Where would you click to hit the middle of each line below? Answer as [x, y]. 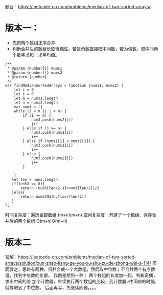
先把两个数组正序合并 [34, 42]
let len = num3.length [35, 179]
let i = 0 [24, 90]
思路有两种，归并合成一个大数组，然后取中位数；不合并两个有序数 [88, 269]
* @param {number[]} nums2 [35, 73]
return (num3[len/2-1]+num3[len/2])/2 [60, 188]
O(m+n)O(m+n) [52, 221]
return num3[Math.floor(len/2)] [53, 196]
